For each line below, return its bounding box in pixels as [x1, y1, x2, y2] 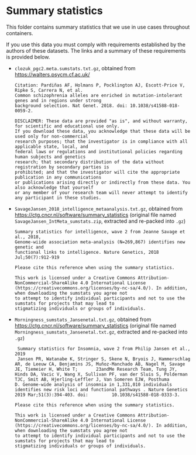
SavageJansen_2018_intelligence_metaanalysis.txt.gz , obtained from [14, 205, 183, 212]
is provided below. [6, 53, 50, 60]
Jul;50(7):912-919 [14, 254, 60, 260]
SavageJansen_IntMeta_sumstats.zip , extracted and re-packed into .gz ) [14, 218, 186, 225]
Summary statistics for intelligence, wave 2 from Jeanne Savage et [14, 229, 185, 235]
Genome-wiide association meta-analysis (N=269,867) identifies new [14, 239, 185, 245]
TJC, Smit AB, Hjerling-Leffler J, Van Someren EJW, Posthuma [14, 376, 170, 382]
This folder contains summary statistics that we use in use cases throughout [6, 23, 190, 30]
